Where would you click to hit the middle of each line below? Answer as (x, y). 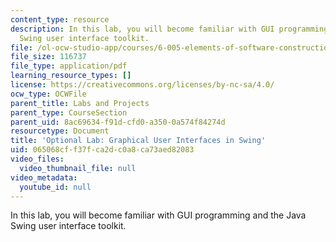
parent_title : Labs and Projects (80, 103)
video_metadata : (44, 177)
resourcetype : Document (60, 131)
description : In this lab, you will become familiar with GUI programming (169, 29)
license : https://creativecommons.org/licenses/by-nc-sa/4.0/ (142, 85)
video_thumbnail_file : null (78, 168)
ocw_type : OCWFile (48, 94)
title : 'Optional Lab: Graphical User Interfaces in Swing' (138, 141)
